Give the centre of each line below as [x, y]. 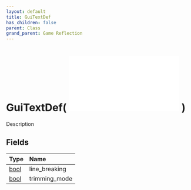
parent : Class [24, 28]
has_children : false [31, 22]
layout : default [26, 11]
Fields [18, 143]
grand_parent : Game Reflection [44, 34]
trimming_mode [51, 178]
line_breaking [48, 169]
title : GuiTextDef [29, 17]
